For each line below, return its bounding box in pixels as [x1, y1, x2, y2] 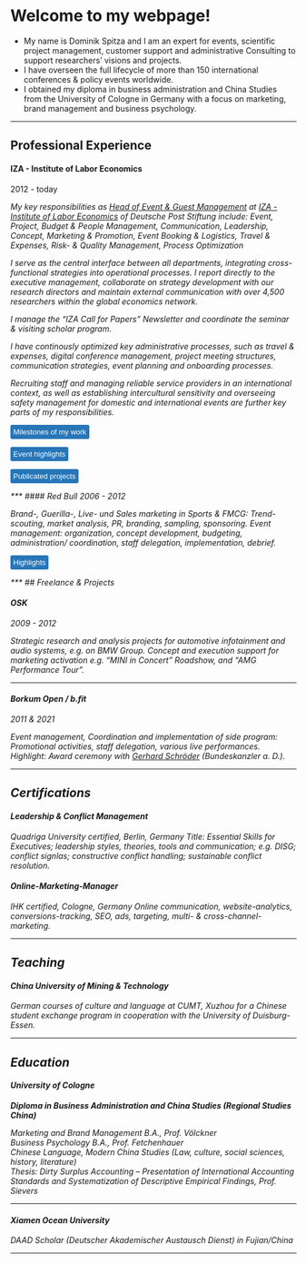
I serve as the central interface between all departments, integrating [10, 257, 266, 268]
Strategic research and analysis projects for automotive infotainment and [10, 635, 286, 646]
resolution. [10, 860, 51, 871]
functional [10, 267, 49, 278]
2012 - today [10, 183, 58, 194]
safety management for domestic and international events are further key [10, 397, 287, 408]
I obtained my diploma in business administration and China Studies [23, 84, 278, 94]
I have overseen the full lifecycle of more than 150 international [23, 64, 259, 75]
